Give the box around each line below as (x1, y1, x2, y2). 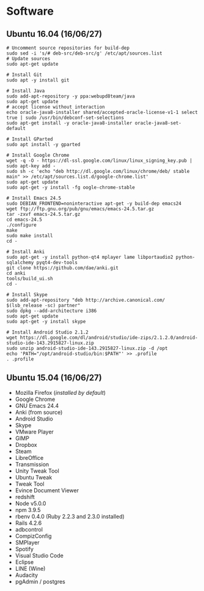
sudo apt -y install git (6, 77, 70, 83)
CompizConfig (15, 532, 52, 540)
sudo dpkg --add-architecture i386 (6, 308, 97, 314)
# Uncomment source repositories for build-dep (6, 45, 130, 51)
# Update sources (6, 56, 51, 62)
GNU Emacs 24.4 (15, 402, 59, 409)
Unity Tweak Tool (15, 467, 59, 475)
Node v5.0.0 (15, 500, 46, 507)
